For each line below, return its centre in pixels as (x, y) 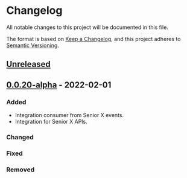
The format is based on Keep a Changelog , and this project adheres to (93, 39)
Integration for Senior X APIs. (51, 122)
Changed (20, 137)
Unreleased (29, 64)
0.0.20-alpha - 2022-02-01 (59, 85)
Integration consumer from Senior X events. (69, 115)
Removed (21, 170)
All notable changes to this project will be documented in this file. (87, 27)
